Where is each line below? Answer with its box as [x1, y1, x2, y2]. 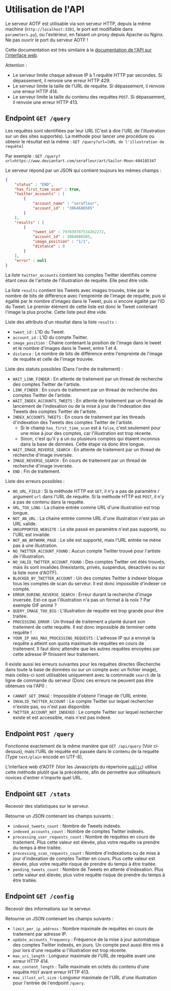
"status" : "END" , [14, 182, 54, 187]
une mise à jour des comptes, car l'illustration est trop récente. [20, 430, 152, 436]
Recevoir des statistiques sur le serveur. [5, 803, 89, 809]
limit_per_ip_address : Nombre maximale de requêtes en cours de [12, 925, 154, 932]
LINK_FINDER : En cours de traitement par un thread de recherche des [12, 387, 158, 393]
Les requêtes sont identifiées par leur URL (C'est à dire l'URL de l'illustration [5, 127, 165, 134]
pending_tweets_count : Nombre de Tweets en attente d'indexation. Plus [12, 866, 164, 872]
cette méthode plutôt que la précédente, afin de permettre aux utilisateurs [5, 769, 161, 776]
